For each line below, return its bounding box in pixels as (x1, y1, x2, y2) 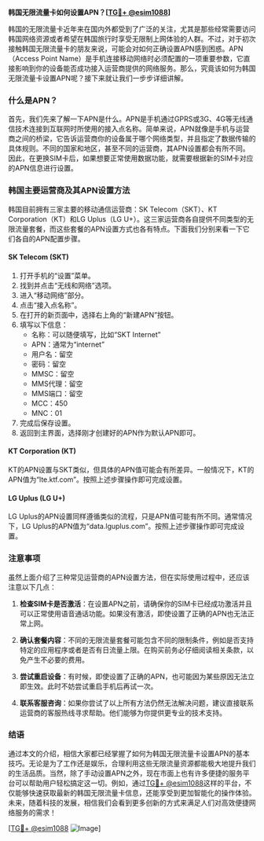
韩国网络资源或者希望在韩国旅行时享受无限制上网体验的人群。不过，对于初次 (8, 35, 256, 43)
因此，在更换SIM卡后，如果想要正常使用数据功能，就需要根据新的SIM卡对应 (8, 153, 254, 163)
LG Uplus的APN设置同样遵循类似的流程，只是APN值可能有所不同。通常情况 (8, 512, 253, 521)
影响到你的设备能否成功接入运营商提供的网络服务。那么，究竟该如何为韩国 (14, 64, 256, 73)
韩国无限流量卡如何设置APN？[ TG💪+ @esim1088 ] (8, 8, 171, 17)
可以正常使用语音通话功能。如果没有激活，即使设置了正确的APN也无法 (19, 608, 247, 618)
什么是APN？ (8, 94, 58, 105)
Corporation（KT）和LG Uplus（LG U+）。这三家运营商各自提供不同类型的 (8, 214, 247, 223)
